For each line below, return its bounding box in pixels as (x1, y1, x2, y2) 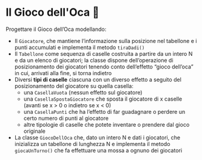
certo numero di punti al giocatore (23, 115, 109, 122)
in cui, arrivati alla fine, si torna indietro (14, 69, 112, 76)
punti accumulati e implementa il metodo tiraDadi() (14, 44, 145, 51)
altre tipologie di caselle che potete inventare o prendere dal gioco (23, 121, 190, 128)
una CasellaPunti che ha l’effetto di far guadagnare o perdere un (23, 108, 186, 115)
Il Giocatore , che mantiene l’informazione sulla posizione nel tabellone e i (14, 37, 197, 44)
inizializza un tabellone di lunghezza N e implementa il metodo (14, 140, 170, 147)
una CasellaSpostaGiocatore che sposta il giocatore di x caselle (23, 95, 183, 102)
